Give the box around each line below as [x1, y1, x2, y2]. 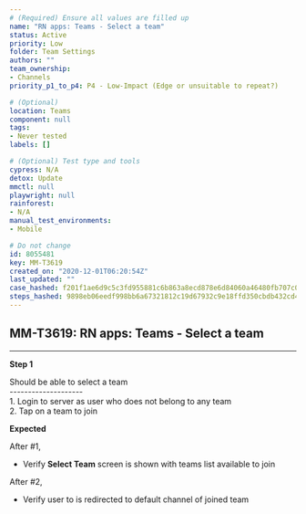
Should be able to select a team [9, 376, 128, 387]
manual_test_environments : [9, 216, 112, 226]
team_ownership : [9, 65, 71, 74]
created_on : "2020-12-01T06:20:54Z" [9, 267, 148, 276]
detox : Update [9, 173, 64, 183]
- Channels [9, 73, 51, 82]
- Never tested [9, 131, 67, 142]
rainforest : [9, 199, 55, 208]
